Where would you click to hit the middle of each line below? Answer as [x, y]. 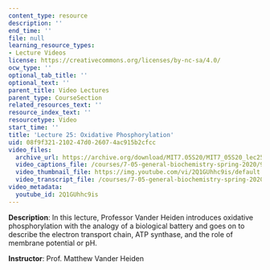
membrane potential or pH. [53, 243]
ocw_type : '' [30, 68]
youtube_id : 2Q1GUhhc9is [57, 194]
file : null [27, 38]
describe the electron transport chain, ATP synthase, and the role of [121, 234]
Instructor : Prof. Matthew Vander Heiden [76, 258]
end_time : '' [30, 30]
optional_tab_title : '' [48, 75]
